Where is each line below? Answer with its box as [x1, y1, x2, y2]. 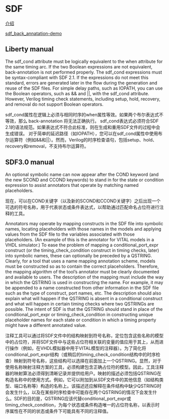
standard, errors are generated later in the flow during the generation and [5, 80, 157, 86]
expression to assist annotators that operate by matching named [5, 182, 139, 188]
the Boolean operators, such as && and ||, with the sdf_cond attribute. [5, 90, 149, 96]
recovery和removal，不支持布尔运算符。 [5, 143, 89, 149]
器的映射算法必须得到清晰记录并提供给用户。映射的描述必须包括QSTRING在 [5, 370, 162, 376]
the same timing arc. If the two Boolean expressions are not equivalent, [5, 63, 152, 69]
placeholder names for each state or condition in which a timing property [5, 317, 156, 323]
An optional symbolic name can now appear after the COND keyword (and [5, 171, 159, 177]
